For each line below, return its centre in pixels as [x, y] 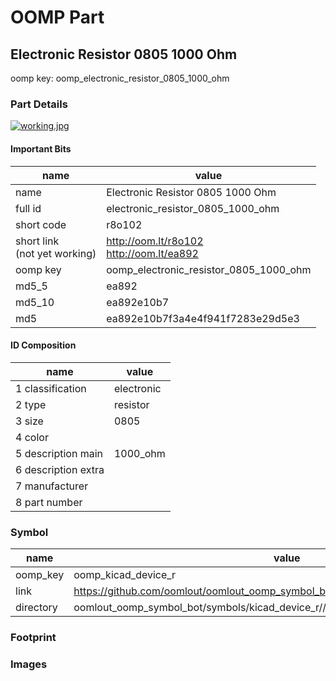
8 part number [49, 502]
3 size [29, 421]
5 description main [59, 453]
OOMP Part [57, 17]
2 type [31, 404]
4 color [32, 437]
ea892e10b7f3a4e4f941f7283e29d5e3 [203, 318]
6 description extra [60, 469]
